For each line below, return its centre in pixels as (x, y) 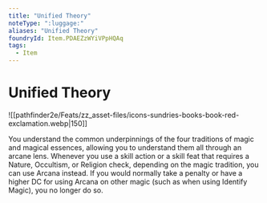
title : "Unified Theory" (50, 16)
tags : (17, 46)
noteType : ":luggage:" (46, 23)
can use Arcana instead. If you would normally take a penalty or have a (125, 173)
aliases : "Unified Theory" (53, 30)
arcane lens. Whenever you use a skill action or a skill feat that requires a (129, 156)
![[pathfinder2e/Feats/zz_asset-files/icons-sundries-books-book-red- (124, 115)
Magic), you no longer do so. (56, 190)
